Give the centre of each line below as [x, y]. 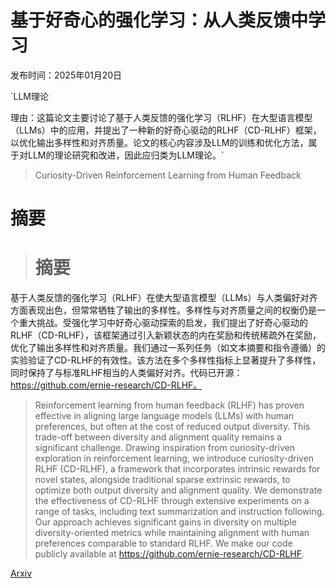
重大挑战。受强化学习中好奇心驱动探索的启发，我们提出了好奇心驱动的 [163, 323]
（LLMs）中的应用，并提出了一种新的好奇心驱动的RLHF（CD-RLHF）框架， [166, 130]
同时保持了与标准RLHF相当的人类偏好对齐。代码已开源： [126, 373]
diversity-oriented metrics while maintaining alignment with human [172, 533]
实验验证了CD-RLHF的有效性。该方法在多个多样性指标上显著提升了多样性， [166, 360]
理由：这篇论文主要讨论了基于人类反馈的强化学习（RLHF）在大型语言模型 [161, 117]
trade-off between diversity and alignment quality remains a [158, 437]
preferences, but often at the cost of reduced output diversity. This [172, 427]
